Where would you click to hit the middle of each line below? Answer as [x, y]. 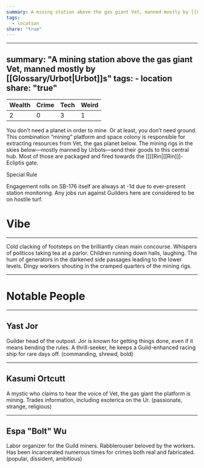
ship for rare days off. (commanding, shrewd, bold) [70, 353]
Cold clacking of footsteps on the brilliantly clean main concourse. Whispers [102, 246]
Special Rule [22, 175]
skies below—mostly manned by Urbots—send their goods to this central [98, 150]
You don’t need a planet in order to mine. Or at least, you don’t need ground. [102, 130]
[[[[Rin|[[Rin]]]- [164, 157]
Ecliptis [15, 163]
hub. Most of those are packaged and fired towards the [75, 157]
